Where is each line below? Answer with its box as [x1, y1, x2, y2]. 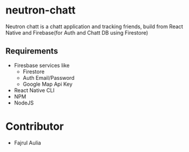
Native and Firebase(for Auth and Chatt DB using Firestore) [5, 29, 148, 36]
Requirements [5, 46, 58, 56]
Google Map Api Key [22, 80, 73, 87]
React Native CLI [14, 86, 55, 94]
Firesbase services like [14, 62, 70, 69]
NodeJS [14, 99, 34, 106]
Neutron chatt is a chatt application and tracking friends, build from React [5, 23, 183, 30]
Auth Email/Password [22, 74, 75, 81]
